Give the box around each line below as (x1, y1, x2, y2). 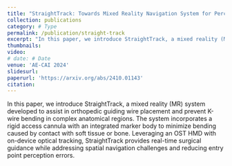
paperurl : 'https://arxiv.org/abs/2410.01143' (7, 74, 144, 82)
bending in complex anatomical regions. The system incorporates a (20, 115, 213, 123)
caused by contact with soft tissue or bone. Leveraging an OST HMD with (7, 129, 216, 138)
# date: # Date (7, 55, 51, 62)
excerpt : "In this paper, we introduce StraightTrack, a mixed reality (7, 36, 217, 43)
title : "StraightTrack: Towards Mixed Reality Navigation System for (7, 10, 212, 17)
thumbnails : (7, 42, 41, 49)
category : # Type (7, 23, 57, 30)
